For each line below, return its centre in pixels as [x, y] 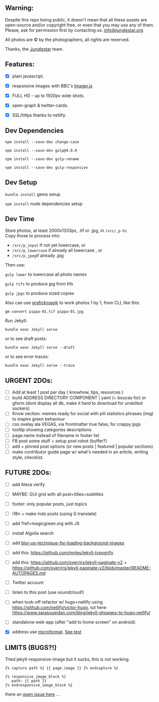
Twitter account [28, 583]
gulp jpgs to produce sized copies [40, 293]
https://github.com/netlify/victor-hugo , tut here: [60, 607]
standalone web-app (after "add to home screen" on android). [74, 622]
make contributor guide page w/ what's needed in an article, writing [80, 452]
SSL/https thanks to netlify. [39, 115]
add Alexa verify [28, 484]
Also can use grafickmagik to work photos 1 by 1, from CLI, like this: [72, 303]
